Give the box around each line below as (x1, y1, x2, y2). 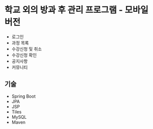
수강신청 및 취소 (11, 46, 42, 52)
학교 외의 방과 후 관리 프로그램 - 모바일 (4, 4, 149, 16)
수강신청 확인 (11, 52, 37, 58)
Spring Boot (11, 93, 36, 99)
